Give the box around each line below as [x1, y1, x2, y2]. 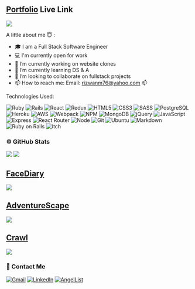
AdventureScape [6, 200, 70, 210]
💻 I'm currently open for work [14, 52, 88, 59]
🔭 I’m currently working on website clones [14, 60, 116, 67]
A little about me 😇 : [6, 31, 56, 38]
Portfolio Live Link [6, 5, 73, 15]
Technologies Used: [6, 93, 54, 100]
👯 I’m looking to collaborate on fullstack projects [14, 73, 131, 80]
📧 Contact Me [6, 263, 46, 271]
